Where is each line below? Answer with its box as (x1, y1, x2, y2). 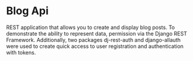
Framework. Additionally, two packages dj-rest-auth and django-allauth (6, 36, 181, 43)
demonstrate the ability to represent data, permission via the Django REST (6, 30, 188, 37)
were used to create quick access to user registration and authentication (6, 43, 184, 50)
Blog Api (6, 4, 49, 18)
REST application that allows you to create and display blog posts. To (6, 24, 175, 31)
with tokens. (6, 49, 36, 56)
